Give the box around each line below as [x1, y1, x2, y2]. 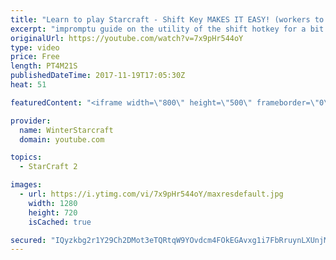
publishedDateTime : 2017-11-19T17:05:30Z [10, 71, 186, 81]
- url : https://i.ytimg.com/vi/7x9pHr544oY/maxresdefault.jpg [19, 189, 284, 199]
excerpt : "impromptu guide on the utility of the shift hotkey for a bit [10, 24, 325, 34]
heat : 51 [10, 80, 47, 90]
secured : [10, 235, 47, 245]
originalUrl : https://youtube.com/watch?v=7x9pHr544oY [10, 33, 244, 43]
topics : [10, 152, 43, 163]
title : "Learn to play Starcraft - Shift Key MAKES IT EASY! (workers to [10, 14, 325, 25]
